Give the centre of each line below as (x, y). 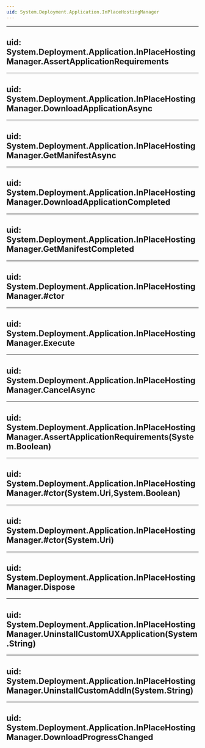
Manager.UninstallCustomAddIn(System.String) (100, 690)
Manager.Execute (41, 343)
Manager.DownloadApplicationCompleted (88, 202)
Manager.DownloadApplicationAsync (79, 108)
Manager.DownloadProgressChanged (80, 737)
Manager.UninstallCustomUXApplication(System (102, 634)
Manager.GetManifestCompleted (70, 249)
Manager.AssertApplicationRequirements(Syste (100, 437)
